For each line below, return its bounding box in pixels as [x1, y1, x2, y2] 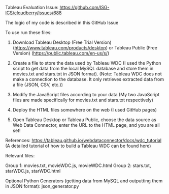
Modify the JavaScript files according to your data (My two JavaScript [12, 92, 160, 97]
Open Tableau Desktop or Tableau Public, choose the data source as [12, 117, 156, 123]
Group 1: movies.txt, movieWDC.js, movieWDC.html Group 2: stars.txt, [5, 162, 151, 169]
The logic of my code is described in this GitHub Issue [5, 20, 119, 25]
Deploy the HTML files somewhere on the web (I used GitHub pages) [12, 107, 157, 113]
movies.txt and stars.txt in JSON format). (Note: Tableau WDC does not [12, 71, 162, 77]
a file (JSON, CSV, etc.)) [12, 81, 63, 88]
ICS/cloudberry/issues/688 [5, 10, 62, 16]
